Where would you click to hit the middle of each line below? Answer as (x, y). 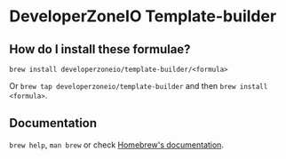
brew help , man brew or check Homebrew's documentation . (117, 145)
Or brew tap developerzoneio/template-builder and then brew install (139, 86)
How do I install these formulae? (100, 49)
